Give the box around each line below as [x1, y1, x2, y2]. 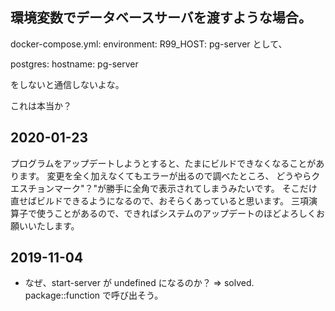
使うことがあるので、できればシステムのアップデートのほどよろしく [36, 207, 317, 219]
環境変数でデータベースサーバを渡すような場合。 [10, 9, 312, 27]
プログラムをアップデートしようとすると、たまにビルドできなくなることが [10, 157, 317, 169]
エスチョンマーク [10, 182, 81, 194]
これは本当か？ [10, 99, 72, 112]
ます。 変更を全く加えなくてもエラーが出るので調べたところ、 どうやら [18, 169, 312, 182]
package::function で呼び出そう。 [24, 289, 164, 302]
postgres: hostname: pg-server [10, 58, 139, 70]
